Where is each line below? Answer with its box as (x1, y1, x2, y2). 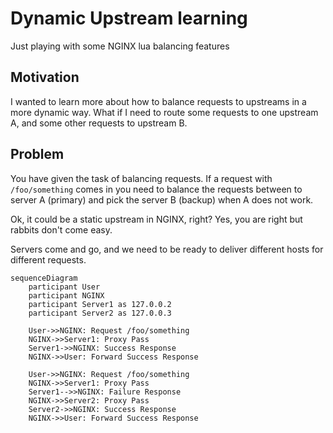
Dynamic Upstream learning (10, 7, 248, 30)
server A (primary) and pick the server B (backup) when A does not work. (10, 193, 314, 206)
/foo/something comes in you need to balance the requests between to (10, 183, 303, 195)
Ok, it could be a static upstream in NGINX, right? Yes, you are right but (10, 213, 303, 225)
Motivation (10, 69, 80, 86)
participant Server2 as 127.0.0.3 (28, 308, 172, 318)
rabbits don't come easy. (10, 223, 113, 236)
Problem (10, 146, 65, 163)
